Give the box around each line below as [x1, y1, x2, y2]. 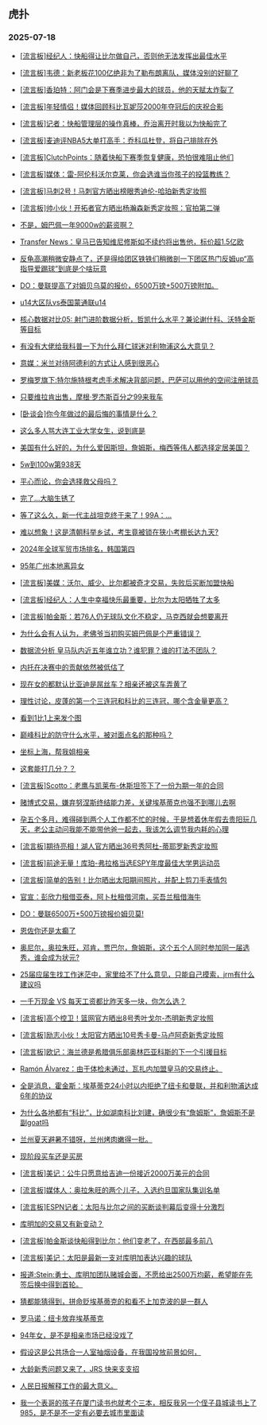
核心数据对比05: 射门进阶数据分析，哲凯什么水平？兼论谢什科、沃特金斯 [19, 314, 256, 324]
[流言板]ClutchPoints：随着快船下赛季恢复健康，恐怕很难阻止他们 [19, 152, 234, 161]
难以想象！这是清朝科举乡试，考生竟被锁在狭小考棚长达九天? [19, 527, 219, 537]
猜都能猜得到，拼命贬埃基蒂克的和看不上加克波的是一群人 [19, 1296, 208, 1306]
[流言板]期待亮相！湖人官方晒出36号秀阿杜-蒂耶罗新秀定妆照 [19, 841, 219, 851]
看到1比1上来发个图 [19, 712, 82, 722]
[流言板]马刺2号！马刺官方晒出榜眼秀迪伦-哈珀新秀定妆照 [19, 186, 207, 196]
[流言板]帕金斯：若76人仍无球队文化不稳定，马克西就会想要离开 [19, 612, 229, 621]
